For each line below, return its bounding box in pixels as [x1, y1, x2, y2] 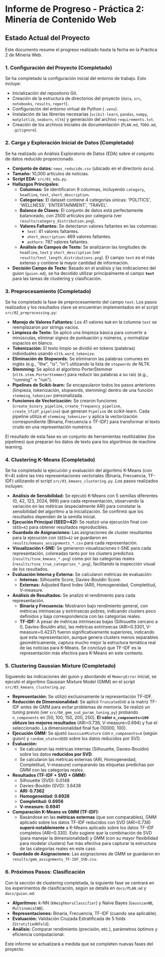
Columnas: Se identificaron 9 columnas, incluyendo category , [19, 186, 145, 192]
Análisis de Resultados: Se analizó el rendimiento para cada [12, 592, 135, 598]
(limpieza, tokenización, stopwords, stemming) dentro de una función [12, 387, 153, 393]
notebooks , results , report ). [12, 101, 69, 107]
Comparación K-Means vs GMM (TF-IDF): [12, 809, 99, 815]
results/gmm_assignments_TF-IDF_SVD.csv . [12, 856, 98, 862]
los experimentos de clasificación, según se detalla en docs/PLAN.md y [5, 885, 147, 891]
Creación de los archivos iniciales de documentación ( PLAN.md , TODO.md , [12, 122, 157, 128]
